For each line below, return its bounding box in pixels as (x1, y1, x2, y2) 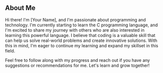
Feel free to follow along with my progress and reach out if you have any (5, 57, 150, 63)
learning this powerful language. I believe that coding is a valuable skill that (5, 32, 156, 38)
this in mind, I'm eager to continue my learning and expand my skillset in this (5, 42, 159, 48)
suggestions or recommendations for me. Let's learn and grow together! (5, 62, 150, 68)
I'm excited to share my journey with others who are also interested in (5, 27, 145, 33)
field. (5, 48, 16, 54)
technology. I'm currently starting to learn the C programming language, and (5, 22, 158, 28)
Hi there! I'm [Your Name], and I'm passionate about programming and (5, 17, 146, 22)
